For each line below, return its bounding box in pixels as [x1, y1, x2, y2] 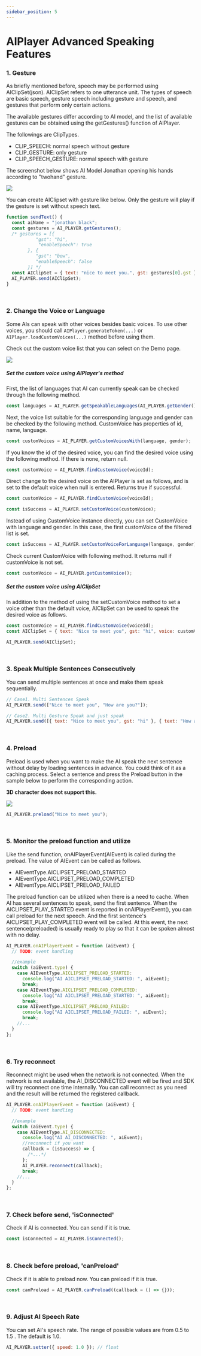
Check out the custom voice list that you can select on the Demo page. [6, 345, 181, 352]
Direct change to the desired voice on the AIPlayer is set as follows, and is [6, 478, 188, 485]
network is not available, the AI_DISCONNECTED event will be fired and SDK [6, 1077, 194, 1085]
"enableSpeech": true [38, 242, 93, 248]
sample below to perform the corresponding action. [6, 777, 133, 784]
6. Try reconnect [6, 1057, 56, 1065]
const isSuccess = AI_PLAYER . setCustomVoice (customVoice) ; [6, 506, 157, 512]
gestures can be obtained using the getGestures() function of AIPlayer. [6, 119, 181, 126]
